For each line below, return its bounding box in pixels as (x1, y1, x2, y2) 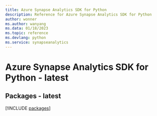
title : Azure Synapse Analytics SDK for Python (5, 7, 107, 12)
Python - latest (5, 72, 69, 83)
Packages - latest (5, 92, 61, 100)
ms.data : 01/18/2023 (5, 26, 49, 31)
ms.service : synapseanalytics (5, 40, 69, 45)
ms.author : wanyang (5, 21, 46, 26)
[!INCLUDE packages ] (5, 105, 51, 111)
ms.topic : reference (5, 30, 49, 35)
